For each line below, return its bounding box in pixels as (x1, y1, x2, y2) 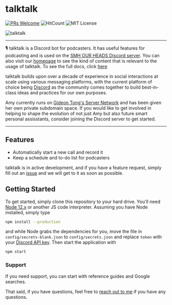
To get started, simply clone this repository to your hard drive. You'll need (5, 198, 160, 205)
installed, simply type (5, 209, 50, 215)
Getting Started (5, 185, 56, 194)
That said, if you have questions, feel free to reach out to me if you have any (5, 288, 166, 295)
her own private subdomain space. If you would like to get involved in (5, 105, 152, 111)
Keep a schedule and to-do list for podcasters (12, 154, 110, 160)
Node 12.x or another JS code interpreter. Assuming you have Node (5, 204, 148, 210)
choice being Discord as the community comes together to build (5, 84, 141, 90)
